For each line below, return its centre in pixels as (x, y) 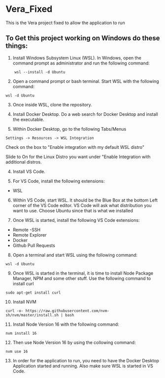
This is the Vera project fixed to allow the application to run (65, 23)
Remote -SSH (27, 230)
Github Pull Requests (34, 245)
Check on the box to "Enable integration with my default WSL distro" (75, 147)
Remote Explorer (30, 235)
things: (17, 46)
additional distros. (24, 162)
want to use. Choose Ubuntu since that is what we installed (73, 210)
